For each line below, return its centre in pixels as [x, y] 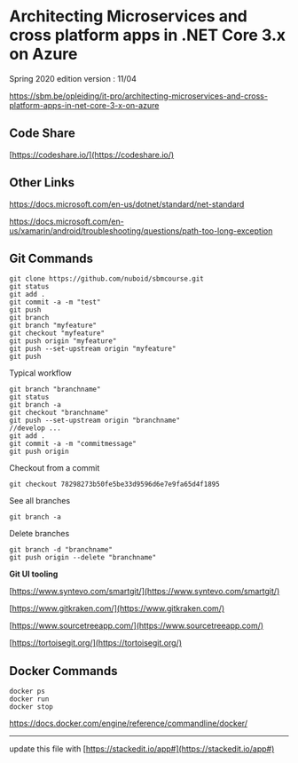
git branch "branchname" [55, 389]
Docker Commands [63, 671]
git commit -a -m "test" [55, 302]
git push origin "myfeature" [63, 341]
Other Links [42, 183]
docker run [29, 699]
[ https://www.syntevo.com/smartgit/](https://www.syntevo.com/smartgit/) [145, 592]
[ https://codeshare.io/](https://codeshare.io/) [92, 155]
